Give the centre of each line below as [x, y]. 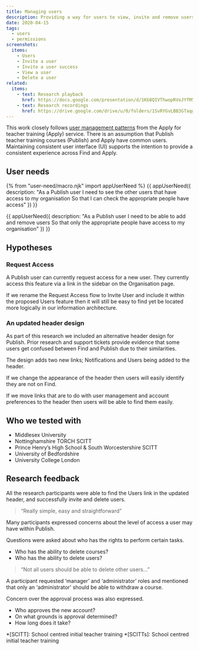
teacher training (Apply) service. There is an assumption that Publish [90, 134]
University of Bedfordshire [47, 454]
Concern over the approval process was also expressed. [75, 598]
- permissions [29, 39]
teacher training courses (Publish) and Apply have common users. [87, 141]
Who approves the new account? [55, 610]
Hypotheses [29, 248]
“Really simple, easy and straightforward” [71, 511]
